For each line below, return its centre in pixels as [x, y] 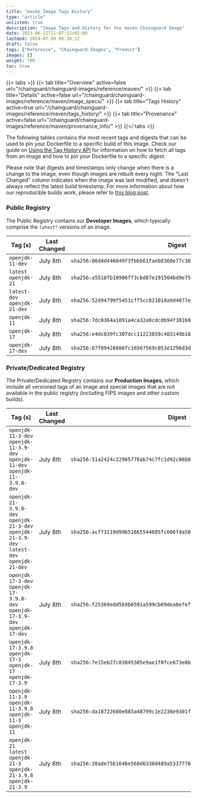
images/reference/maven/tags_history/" [54, 114]
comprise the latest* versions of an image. [59, 227]
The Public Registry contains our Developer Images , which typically [89, 220]
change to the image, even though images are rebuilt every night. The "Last [97, 174]
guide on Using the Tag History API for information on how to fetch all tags [96, 150]
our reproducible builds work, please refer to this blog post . [78, 193]
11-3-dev [21, 436]
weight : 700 [21, 60]
